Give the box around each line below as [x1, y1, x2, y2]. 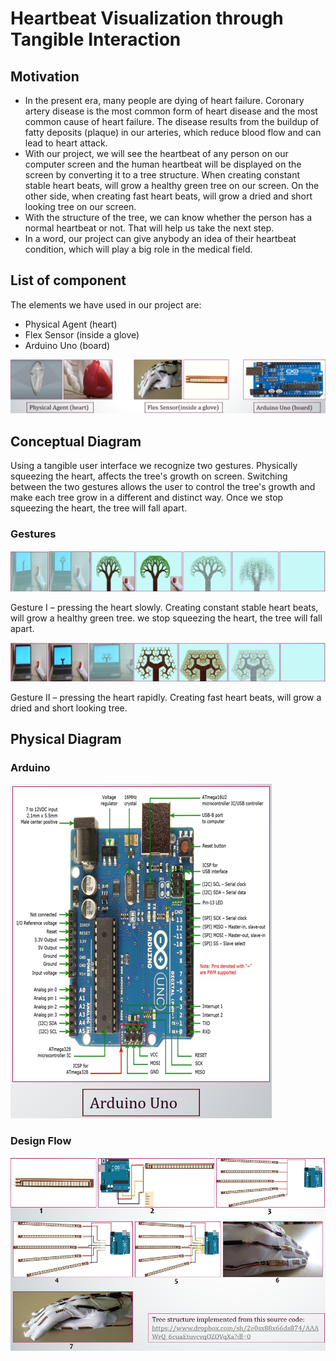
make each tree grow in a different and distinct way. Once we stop [10, 492, 284, 504]
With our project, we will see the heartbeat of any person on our [24, 148, 289, 159]
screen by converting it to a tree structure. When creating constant [24, 169, 301, 181]
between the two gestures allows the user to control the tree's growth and [10, 481, 316, 493]
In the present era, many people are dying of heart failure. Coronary [24, 95, 305, 106]
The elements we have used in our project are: [10, 298, 202, 311]
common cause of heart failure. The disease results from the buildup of [24, 116, 320, 127]
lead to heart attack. [24, 137, 108, 149]
